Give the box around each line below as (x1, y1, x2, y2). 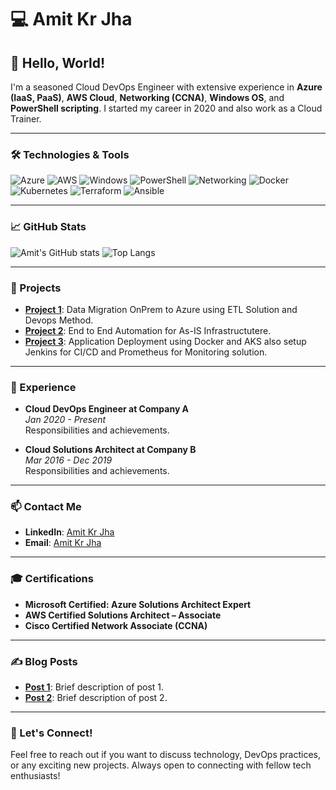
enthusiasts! (10, 770, 61, 782)
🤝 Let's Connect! (10, 726, 93, 740)
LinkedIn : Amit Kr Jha (24, 526, 115, 538)
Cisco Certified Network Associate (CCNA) (24, 619, 208, 631)
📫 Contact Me (10, 500, 82, 514)
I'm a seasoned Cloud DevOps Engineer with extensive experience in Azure (10, 81, 323, 93)
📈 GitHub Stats (10, 220, 87, 234)
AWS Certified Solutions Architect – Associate (24, 609, 222, 621)
